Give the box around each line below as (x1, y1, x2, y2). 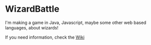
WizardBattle (5, 3, 60, 15)
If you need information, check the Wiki (5, 34, 85, 40)
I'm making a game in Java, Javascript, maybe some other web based (5, 20, 147, 25)
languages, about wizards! (5, 24, 59, 30)
